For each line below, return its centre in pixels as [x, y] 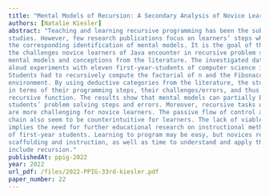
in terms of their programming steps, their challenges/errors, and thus [134, 90]
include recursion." [43, 150]
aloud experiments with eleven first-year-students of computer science [132, 68]
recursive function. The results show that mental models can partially [132, 98]
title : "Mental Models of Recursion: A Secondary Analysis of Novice [127, 16]
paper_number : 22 [37, 180]
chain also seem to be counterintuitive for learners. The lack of [123, 120]
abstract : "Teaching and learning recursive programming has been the [128, 30]
